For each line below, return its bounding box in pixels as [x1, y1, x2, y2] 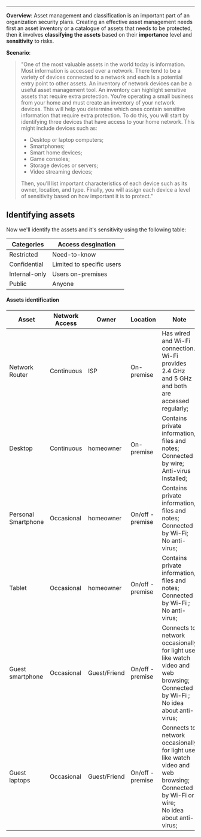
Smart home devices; [29, 149, 83, 156]
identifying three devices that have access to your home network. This [20, 118, 195, 125]
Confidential [9, 260, 44, 268]
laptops [9, 776, 31, 785]
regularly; [162, 404, 188, 413]
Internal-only [9, 270, 47, 278]
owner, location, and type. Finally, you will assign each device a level [20, 186, 190, 193]
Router [9, 371, 28, 379]
